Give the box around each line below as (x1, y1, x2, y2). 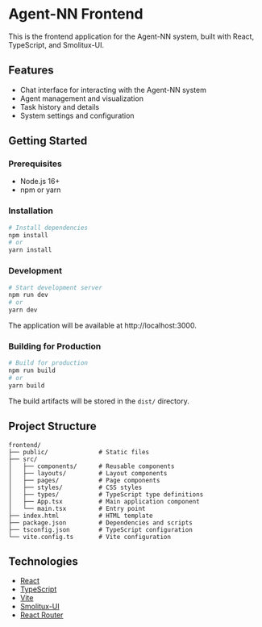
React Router (19, 610, 64, 620)
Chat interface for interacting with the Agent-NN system (19, 85, 207, 94)
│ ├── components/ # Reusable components (8, 462, 175, 470)
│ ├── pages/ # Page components (8, 476, 160, 484)
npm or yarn (19, 185, 61, 194)
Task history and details (19, 102, 99, 111)
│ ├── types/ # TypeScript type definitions (8, 490, 204, 499)
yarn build (8, 381, 45, 390)
